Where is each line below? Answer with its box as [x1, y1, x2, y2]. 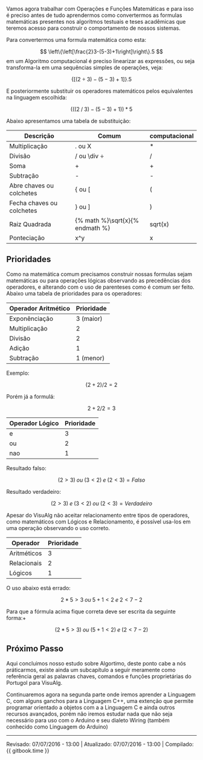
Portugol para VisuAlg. [6, 679, 62, 686]
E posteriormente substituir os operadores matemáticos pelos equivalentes [6, 87, 193, 95]
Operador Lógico [9, 419, 59, 427]
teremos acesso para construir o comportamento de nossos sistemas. [6, 24, 181, 32]
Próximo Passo [6, 644, 63, 654]
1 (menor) [76, 354, 105, 362]
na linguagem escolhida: [6, 94, 68, 101]
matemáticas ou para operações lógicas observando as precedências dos [6, 277, 191, 284]
